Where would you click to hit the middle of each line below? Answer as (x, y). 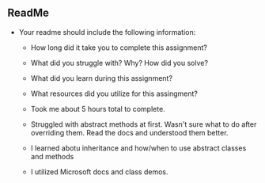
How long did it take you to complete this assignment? (119, 48)
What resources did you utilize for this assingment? (114, 93)
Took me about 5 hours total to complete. (98, 109)
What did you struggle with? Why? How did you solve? (119, 63)
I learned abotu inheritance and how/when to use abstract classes (138, 148)
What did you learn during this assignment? (102, 78)
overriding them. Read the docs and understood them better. (129, 132)
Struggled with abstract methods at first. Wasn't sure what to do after (144, 124)
